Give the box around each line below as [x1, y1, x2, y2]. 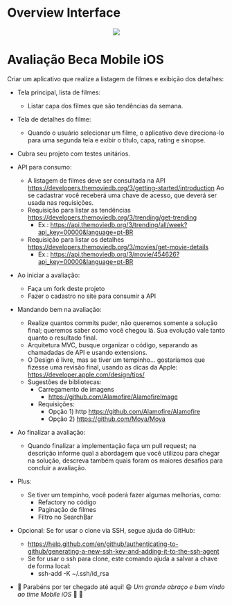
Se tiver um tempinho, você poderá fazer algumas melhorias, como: [27, 490, 222, 499]
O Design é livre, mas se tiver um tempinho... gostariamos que [27, 356, 206, 364]
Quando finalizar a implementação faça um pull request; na [27, 441, 197, 449]
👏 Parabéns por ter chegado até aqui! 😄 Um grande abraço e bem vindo [17, 582, 225, 591]
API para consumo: [17, 163, 72, 171]
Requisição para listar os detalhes [27, 235, 125, 244]
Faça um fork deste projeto [27, 284, 105, 292]
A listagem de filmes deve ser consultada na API [27, 176, 166, 185]
